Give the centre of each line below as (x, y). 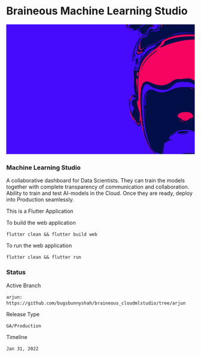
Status (16, 272)
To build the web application (41, 223)
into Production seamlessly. (40, 200)
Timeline (17, 337)
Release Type (23, 314)
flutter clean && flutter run (44, 257)
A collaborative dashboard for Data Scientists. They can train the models (96, 181)
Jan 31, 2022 (22, 349)
